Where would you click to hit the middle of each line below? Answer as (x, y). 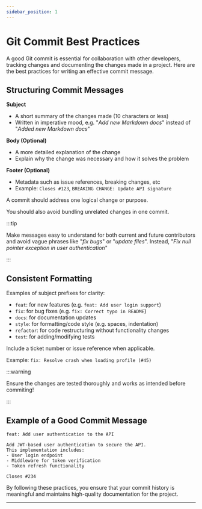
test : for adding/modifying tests (55, 337)
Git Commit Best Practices (73, 41)
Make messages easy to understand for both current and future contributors (101, 235)
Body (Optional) (26, 141)
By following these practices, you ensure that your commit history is (90, 488)
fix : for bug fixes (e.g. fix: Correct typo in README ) (81, 311)
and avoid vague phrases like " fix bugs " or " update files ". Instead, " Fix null (99, 242)
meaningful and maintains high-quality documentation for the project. (92, 494)
